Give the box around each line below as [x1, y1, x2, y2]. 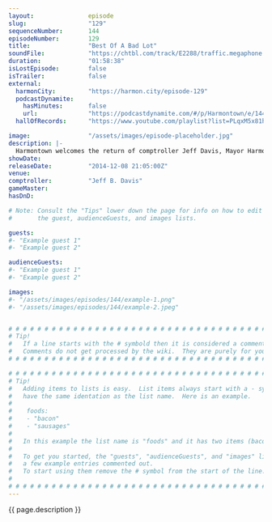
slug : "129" [8, 19, 107, 28]
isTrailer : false [8, 72, 107, 80]
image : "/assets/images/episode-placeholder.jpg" [8, 132, 233, 140]
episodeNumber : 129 [8, 34, 100, 43]
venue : [8, 169, 31, 178]
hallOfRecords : [15, 117, 67, 125]
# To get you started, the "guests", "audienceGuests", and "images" [8, 452, 255, 460]
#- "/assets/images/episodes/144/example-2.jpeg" [8, 303, 180, 312]
